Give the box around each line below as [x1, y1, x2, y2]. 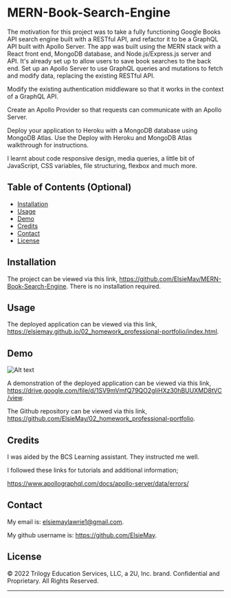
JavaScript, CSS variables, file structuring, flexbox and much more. [7, 161, 197, 169]
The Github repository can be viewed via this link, [7, 407, 148, 415]
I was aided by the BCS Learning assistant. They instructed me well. [7, 453, 199, 461]
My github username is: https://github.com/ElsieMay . [7, 530, 157, 539]
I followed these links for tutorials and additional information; [7, 466, 179, 474]
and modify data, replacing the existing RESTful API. [7, 71, 155, 80]
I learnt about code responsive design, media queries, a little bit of [7, 154, 195, 163]
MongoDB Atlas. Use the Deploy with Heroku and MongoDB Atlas [7, 133, 192, 142]
